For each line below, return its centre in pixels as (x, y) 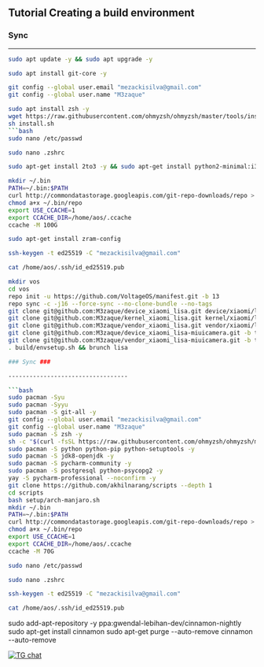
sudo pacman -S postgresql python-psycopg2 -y (86, 471)
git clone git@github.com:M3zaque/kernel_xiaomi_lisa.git (105, 318)
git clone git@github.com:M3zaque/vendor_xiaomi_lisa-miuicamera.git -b (130, 341)
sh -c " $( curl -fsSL (42, 441)
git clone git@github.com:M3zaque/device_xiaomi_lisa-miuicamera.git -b (130, 333)
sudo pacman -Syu (37, 398)
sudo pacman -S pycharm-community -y (70, 464)
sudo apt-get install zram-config (65, 239)
